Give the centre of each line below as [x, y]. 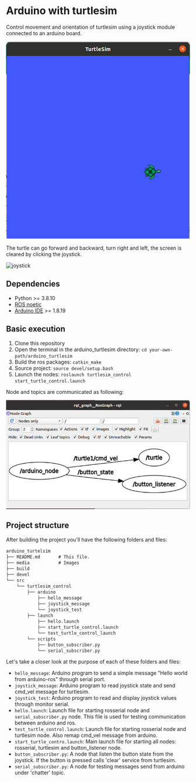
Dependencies [33, 284]
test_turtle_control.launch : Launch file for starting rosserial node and [100, 729]
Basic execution [36, 329]
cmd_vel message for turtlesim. [52, 691]
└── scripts [42, 639]
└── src [15, 580]
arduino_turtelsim [28, 551]
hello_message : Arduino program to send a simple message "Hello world [101, 673]
